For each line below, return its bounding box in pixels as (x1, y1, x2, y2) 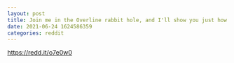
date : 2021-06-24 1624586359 (7, 23, 92, 30)
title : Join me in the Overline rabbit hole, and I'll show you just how (7, 17, 228, 24)
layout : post (7, 10, 46, 17)
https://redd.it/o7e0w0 (7, 48, 72, 57)
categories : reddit (7, 29, 64, 37)
